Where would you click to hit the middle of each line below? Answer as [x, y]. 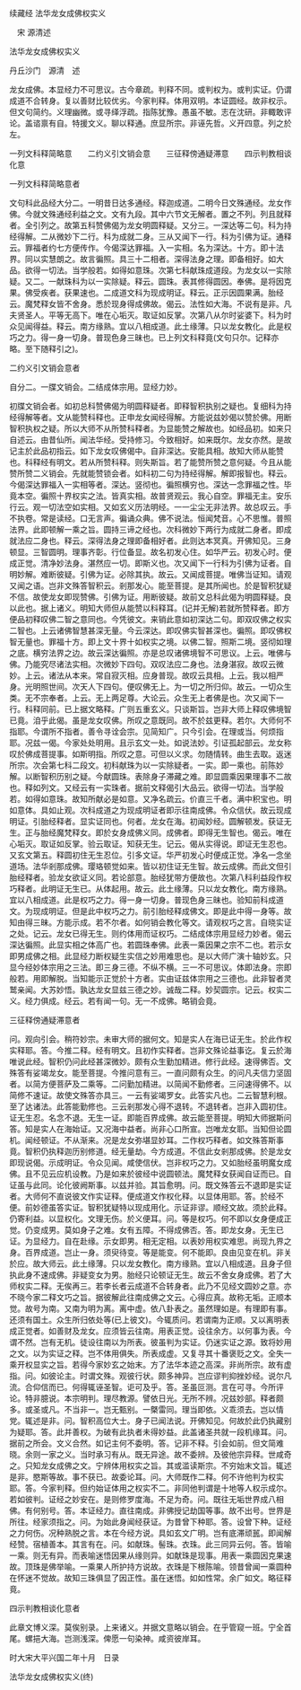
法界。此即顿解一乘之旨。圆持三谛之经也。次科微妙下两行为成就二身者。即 [146, 529]
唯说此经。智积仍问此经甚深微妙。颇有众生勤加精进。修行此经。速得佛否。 [146, 1061]
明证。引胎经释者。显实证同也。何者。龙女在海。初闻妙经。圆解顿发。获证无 [150, 821]
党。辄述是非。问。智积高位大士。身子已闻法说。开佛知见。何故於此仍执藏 [146, 1421]
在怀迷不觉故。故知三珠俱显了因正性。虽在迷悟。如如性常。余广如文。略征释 [150, 1578]
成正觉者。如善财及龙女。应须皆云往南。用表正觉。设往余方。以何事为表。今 [150, 1331]
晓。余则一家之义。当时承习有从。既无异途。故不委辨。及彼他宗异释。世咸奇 [150, 1454]
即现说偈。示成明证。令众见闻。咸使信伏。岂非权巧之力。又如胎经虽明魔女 [146, 1162]
